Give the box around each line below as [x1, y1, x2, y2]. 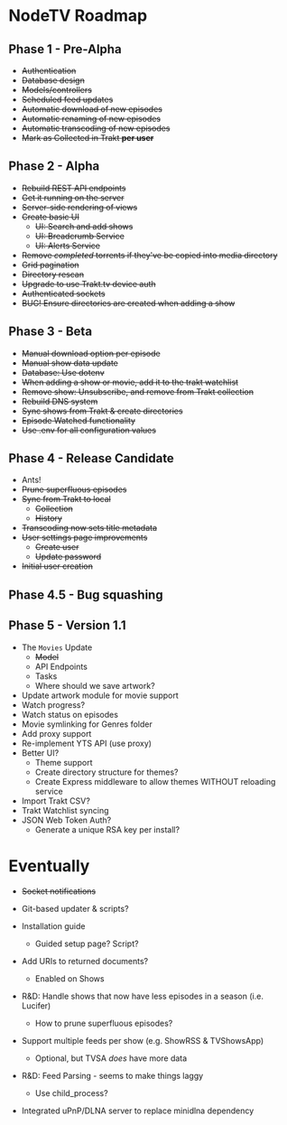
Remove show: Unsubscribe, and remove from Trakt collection [21, 386, 255, 397]
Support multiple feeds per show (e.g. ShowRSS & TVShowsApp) [21, 1035, 264, 1046]
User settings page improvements [21, 532, 148, 543]
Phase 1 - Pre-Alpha [8, 42, 123, 57]
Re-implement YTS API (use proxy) [21, 738, 153, 748]
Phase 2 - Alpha [8, 159, 100, 174]
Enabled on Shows [34, 972, 105, 984]
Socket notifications [21, 886, 97, 897]
